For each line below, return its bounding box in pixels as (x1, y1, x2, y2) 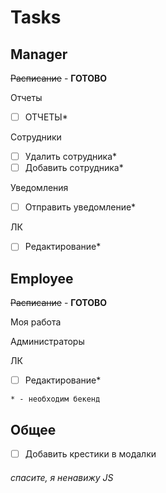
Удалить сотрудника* (24, 151, 118, 163)
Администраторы (10, 336, 85, 348)
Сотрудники (10, 131, 62, 143)
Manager (10, 46, 68, 63)
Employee (10, 270, 74, 287)
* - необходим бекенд (10, 394, 101, 405)
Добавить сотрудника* (24, 162, 124, 174)
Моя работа (10, 316, 62, 328)
